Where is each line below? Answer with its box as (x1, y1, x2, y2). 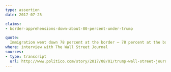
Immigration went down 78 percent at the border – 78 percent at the (10, 40, 160, 45)
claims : (5, 21, 22, 26)
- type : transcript (5, 54, 47, 59)
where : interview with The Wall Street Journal (5, 45, 108, 50)
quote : (5, 35, 19, 41)
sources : (5, 49, 24, 54)
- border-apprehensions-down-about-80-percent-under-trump (5, 26, 133, 31)
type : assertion (5, 7, 40, 13)
